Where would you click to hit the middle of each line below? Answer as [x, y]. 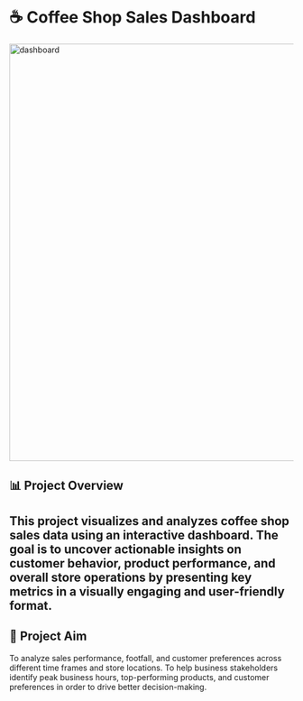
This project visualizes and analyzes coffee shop [150, 521]
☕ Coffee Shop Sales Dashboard [133, 18]
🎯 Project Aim [48, 636]
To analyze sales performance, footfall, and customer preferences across [146, 658]
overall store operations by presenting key [131, 577]
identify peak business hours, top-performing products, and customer [139, 677]
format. [31, 605]
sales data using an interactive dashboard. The [144, 535]
